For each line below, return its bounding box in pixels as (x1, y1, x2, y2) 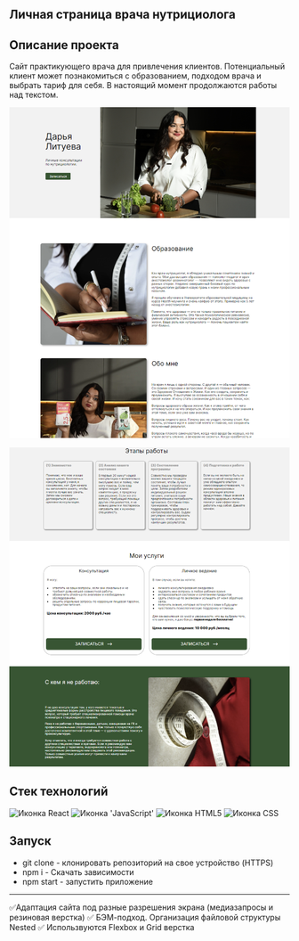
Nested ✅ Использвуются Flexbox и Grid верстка (9, 921, 195, 932)
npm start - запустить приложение (21, 876, 154, 887)
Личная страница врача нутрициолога (9, 7, 236, 22)
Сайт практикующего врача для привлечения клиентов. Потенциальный (9, 61, 286, 72)
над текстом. (9, 89, 59, 101)
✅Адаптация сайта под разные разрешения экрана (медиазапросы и (9, 902, 274, 912)
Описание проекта (9, 37, 119, 53)
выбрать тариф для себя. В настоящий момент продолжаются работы (9, 80, 278, 91)
